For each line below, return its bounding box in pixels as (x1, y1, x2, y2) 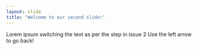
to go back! (6, 37, 34, 44)
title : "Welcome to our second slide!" (6, 14, 106, 20)
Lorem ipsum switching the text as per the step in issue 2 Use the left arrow (6, 30, 192, 37)
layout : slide (6, 8, 42, 15)
